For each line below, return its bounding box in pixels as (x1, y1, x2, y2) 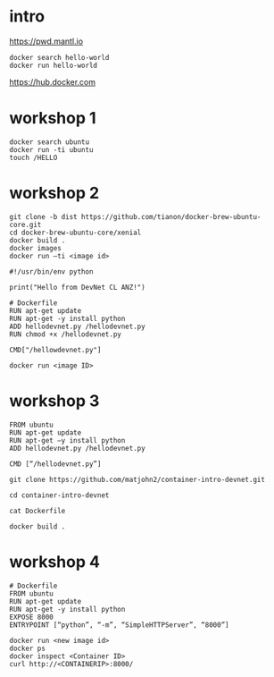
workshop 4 (9, 552, 101, 571)
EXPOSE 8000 (9, 613, 54, 622)
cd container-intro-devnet (9, 490, 110, 500)
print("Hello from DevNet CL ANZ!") (9, 283, 145, 292)
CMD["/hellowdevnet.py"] (9, 345, 102, 354)
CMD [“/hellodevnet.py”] (9, 459, 102, 469)
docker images (9, 243, 62, 252)
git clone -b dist (9, 212, 78, 221)
